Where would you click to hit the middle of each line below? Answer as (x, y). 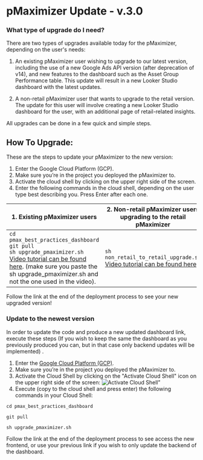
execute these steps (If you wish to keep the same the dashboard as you (97, 338)
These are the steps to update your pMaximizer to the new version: (90, 157)
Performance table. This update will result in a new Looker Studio (96, 80)
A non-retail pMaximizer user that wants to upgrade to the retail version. (105, 99)
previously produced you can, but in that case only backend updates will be (101, 345)
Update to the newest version (50, 319)
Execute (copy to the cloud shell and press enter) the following (93, 389)
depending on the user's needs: (46, 50)
